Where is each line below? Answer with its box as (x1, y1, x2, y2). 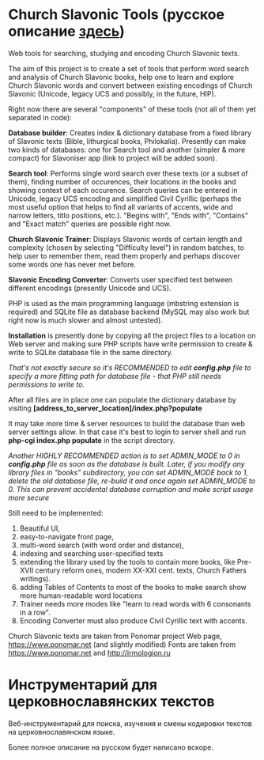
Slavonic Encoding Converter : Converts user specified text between (8, 274, 233, 284)
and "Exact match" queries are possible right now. (8, 219, 172, 229)
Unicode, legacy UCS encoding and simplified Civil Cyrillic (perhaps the (8, 194, 242, 203)
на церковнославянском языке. (8, 727, 115, 736)
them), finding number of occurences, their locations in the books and (8, 176, 236, 187)
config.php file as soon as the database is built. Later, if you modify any (8, 459, 245, 468)
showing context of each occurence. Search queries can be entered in (8, 185, 238, 195)
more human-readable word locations (19, 591, 143, 600)
